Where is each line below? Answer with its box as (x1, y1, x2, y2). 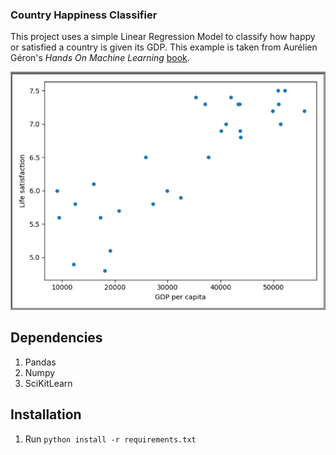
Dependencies (10, 329, 103, 347)
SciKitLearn (24, 377, 73, 389)
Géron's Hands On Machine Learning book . (10, 52, 190, 64)
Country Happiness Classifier (10, 8, 158, 22)
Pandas (24, 356, 57, 368)
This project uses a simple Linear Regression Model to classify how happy (10, 31, 316, 43)
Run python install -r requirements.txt (24, 433, 197, 445)
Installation (10, 406, 82, 423)
